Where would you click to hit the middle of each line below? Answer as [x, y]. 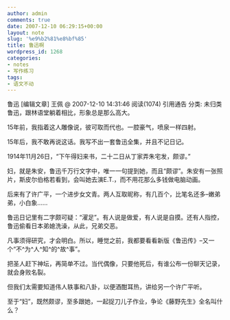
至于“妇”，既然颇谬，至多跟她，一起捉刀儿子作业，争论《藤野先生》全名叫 [112, 301]
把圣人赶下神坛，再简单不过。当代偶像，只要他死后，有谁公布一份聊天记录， [115, 264]
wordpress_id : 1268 [35, 52]
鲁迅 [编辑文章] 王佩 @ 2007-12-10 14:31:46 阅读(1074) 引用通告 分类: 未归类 [115, 104]
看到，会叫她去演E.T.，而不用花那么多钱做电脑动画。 [129, 180]
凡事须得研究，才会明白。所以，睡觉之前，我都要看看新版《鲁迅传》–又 [108, 240]
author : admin [27, 13]
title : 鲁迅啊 [26, 45]
